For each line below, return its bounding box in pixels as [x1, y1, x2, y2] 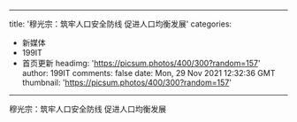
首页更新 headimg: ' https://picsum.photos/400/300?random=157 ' [21, 58, 261, 68]
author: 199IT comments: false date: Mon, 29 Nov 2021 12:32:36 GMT [21, 68, 276, 78]
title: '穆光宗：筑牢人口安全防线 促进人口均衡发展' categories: [9, 19, 232, 29]
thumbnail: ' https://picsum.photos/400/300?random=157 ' [21, 77, 232, 88]
